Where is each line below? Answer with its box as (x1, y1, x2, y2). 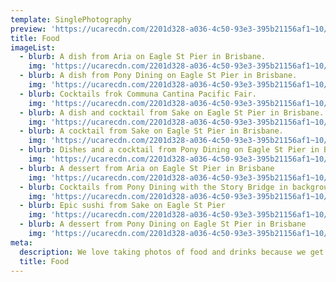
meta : (10, 237, 33, 248)
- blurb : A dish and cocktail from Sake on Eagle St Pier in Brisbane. (19, 107, 325, 118)
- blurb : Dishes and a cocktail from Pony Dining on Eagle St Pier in (19, 145, 320, 155)
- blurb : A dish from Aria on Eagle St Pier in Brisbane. (19, 52, 267, 62)
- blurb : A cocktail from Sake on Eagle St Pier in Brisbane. (19, 126, 284, 136)
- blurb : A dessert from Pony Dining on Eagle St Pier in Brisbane (19, 219, 307, 230)
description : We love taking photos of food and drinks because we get (19, 247, 325, 257)
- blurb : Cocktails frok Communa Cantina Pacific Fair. (19, 89, 257, 99)
